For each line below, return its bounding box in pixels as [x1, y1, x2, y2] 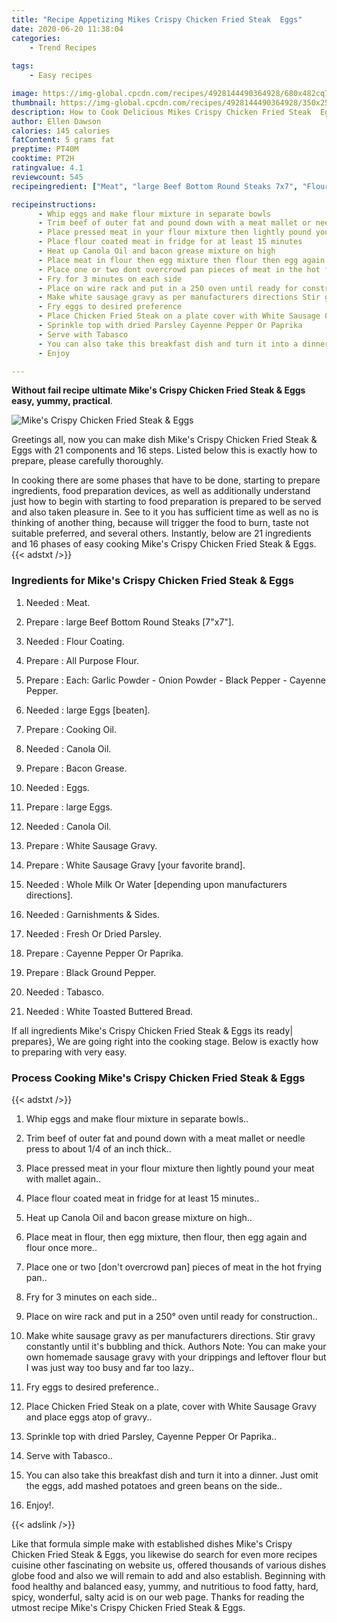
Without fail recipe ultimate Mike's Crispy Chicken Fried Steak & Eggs [11, 384, 306, 396]
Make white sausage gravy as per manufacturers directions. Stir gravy [25, 1329, 316, 1341]
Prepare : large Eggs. [25, 801, 113, 813]
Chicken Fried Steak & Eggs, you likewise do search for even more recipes [11, 1548, 318, 1560]
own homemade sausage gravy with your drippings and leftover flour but [25, 1351, 327, 1363]
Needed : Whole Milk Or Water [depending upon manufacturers [25, 878, 288, 890]
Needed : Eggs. [25, 781, 90, 793]
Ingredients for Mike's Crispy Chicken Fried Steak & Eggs [11, 574, 294, 588]
